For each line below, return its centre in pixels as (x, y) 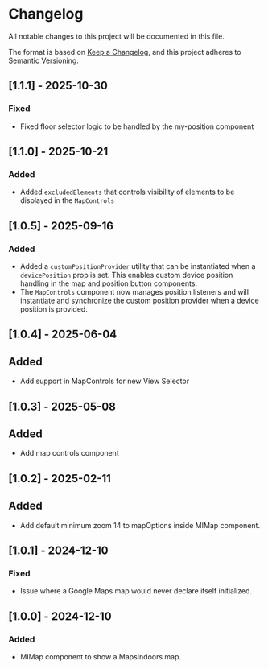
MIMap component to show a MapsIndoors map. (101, 656)
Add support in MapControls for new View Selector (105, 381)
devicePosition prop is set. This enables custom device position (126, 275)
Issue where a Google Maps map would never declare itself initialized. (136, 591)
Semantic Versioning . (43, 60)
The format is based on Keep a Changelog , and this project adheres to (125, 52)
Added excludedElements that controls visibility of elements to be (127, 192)
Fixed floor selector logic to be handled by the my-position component (137, 126)
